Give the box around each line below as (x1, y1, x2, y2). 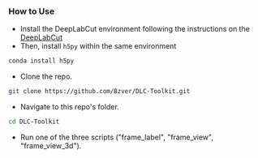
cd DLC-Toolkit (8, 117, 60, 126)
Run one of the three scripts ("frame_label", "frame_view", (19, 132, 213, 142)
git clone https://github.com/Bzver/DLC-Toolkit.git (8, 88, 191, 96)
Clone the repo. (19, 71, 73, 82)
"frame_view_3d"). (19, 140, 82, 151)
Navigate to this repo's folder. (19, 102, 119, 112)
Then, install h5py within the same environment (19, 41, 177, 51)
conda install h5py (8, 57, 75, 66)
